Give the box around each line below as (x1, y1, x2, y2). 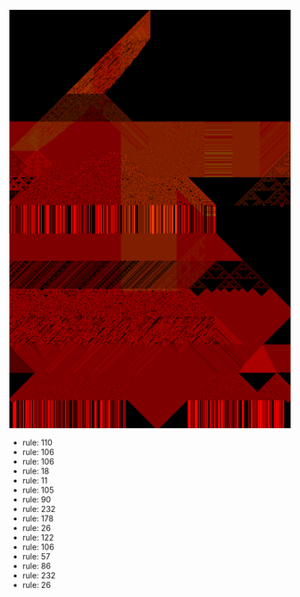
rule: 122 (21, 533, 54, 543)
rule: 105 (21, 484, 54, 496)
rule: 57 (21, 551, 51, 562)
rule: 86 (21, 560, 52, 572)
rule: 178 (21, 513, 54, 524)
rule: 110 (21, 437, 54, 448)
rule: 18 (21, 466, 50, 476)
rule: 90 (21, 494, 52, 505)
